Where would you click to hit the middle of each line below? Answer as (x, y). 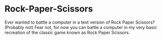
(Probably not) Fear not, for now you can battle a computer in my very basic (81, 27)
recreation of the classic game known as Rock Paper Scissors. (67, 32)
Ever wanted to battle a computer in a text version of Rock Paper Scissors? (80, 22)
